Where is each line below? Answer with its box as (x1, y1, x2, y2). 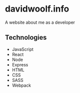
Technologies (5, 33, 47, 42)
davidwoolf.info (5, 3, 69, 15)
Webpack (12, 82, 31, 88)
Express (12, 62, 28, 67)
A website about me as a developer (5, 19, 75, 25)
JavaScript (12, 46, 34, 52)
